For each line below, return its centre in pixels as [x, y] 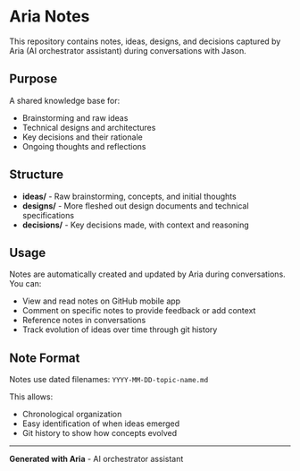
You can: [25, 284]
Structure [37, 175]
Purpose [33, 79]
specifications [48, 215]
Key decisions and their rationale [82, 137]
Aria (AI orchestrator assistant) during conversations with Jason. [128, 50]
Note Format [45, 358]
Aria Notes [50, 17]
